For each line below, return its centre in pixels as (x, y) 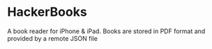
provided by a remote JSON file (52, 38)
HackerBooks (47, 12)
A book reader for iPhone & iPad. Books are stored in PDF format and (106, 31)
